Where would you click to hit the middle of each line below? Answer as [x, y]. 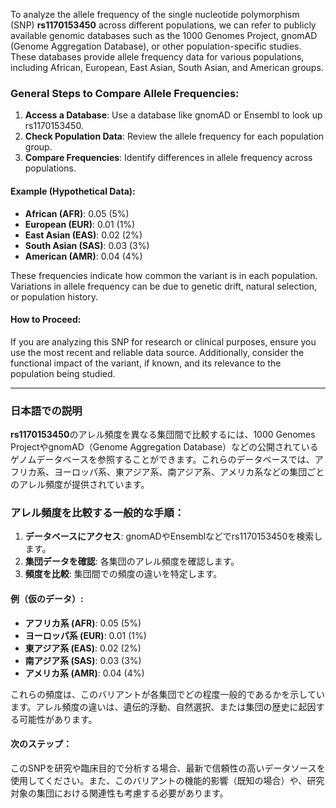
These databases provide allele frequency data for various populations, [157, 57]
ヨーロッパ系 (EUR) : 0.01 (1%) [85, 635]
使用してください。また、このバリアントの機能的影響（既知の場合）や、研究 [167, 780]
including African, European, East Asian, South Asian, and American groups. [167, 67]
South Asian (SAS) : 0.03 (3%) [87, 245]
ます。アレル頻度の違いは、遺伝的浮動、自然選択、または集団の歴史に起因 [163, 706]
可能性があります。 [58, 719]
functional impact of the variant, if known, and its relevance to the [146, 363]
